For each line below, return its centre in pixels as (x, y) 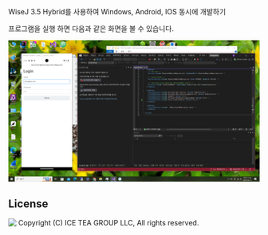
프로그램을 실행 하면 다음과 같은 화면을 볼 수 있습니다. (91, 29)
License (28, 204)
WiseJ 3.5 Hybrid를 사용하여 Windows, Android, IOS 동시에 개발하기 (117, 12)
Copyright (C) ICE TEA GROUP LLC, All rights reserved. (108, 223)
